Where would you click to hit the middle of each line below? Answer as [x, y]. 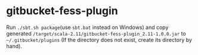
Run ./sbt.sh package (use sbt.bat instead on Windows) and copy [87, 27]
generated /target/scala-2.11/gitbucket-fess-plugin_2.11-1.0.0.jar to [96, 33]
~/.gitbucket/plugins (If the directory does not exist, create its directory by [99, 40]
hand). [14, 46]
